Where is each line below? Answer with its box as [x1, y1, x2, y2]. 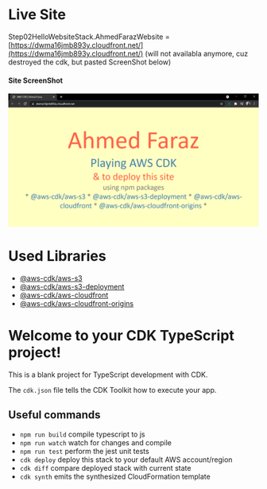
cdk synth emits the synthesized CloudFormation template [19, 472, 211, 481]
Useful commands [8, 408, 101, 422]
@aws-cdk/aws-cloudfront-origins [19, 298, 134, 308]
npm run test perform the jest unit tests [19, 446, 149, 456]
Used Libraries [8, 247, 106, 266]
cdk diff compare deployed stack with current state [19, 463, 192, 472]
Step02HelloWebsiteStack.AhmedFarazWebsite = [8, 32, 170, 41]
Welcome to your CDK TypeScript [8, 327, 234, 345]
